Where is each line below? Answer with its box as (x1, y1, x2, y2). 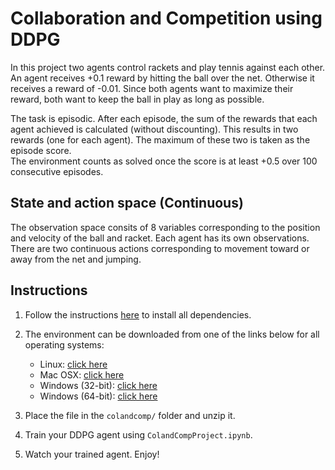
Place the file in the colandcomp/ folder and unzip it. (24, 409, 236, 421)
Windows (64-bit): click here (39, 390, 158, 402)
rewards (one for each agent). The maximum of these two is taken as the (10, 133, 311, 146)
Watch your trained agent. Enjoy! (24, 448, 160, 460)
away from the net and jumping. (10, 253, 142, 265)
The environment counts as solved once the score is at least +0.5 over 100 (10, 155, 318, 167)
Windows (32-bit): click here (39, 379, 158, 391)
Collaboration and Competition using (10, 7, 323, 30)
